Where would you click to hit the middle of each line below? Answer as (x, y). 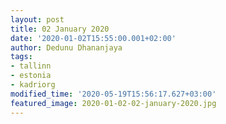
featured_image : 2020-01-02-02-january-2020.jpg (113, 103)
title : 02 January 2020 (60, 29)
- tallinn (31, 66)
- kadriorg (33, 85)
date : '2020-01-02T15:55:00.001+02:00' (93, 38)
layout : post (37, 19)
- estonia (31, 76)
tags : (21, 57)
